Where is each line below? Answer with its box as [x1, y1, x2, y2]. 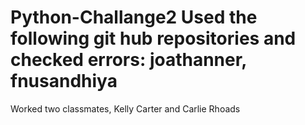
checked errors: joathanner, [10, 49, 247, 71]
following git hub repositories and [10, 27, 297, 50]
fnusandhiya [10, 70, 118, 93]
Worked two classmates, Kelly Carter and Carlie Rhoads [10, 102, 241, 115]
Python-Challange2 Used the [10, 6, 258, 29]
